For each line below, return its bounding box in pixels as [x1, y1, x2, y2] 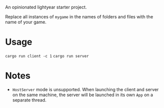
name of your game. [5, 19, 47, 25]
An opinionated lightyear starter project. [5, 4, 87, 10]
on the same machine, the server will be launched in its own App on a [12, 92, 153, 98]
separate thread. [12, 97, 47, 103]
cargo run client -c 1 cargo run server [5, 54, 89, 58]
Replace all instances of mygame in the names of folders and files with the [5, 14, 153, 19]
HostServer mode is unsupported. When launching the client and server [12, 86, 159, 92]
